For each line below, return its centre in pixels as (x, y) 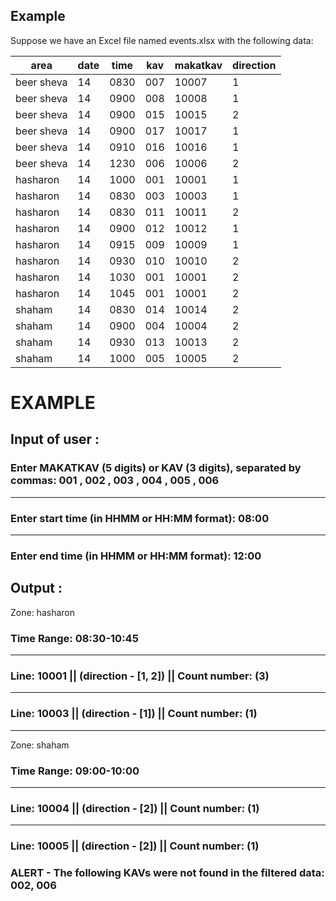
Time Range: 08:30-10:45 (74, 638)
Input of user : (55, 439)
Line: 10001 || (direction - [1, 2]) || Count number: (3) (140, 676)
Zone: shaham (40, 745)
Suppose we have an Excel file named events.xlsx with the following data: (162, 40)
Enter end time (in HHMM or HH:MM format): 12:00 (136, 556)
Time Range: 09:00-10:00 (75, 771)
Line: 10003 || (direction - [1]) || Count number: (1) (134, 714)
